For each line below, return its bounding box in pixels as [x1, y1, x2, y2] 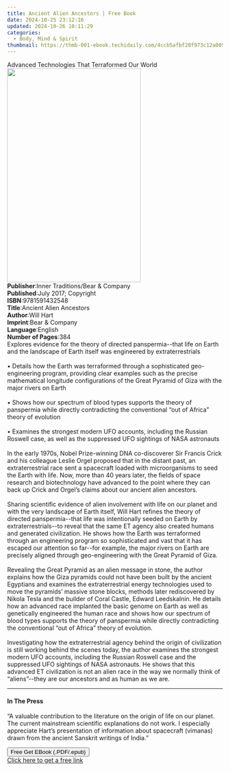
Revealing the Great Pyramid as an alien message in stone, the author [7, 566, 203, 574]
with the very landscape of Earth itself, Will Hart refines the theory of [7, 507, 201, 516]
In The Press [7, 696, 44, 705]
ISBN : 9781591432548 [7, 296, 68, 305]
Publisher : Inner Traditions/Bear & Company [7, 282, 131, 290]
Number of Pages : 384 [7, 333, 71, 341]
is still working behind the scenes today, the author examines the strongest [7, 646, 219, 654]
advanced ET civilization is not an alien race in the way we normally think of [7, 668, 220, 675]
